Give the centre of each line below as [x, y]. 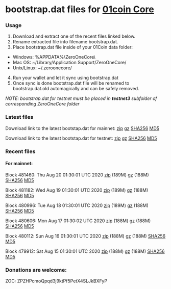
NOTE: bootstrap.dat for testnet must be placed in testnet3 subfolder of [81, 98]
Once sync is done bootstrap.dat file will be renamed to [71, 83]
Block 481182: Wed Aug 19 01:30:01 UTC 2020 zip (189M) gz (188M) [77, 190]
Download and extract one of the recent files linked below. [74, 36]
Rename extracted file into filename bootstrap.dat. [65, 42]
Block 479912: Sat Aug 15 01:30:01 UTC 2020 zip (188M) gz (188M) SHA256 [85, 251]
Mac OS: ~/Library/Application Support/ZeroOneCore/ [69, 63]
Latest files [19, 117]
